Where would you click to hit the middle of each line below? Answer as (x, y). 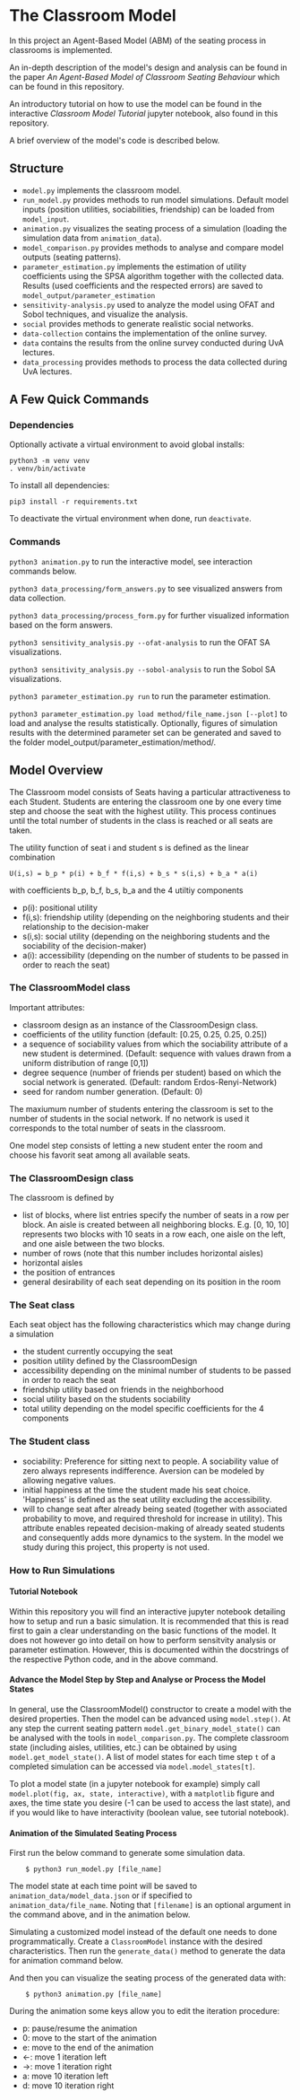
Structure (37, 168)
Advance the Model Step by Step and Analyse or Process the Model (137, 1680)
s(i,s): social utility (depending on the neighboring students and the (146, 936)
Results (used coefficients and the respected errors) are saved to (142, 285)
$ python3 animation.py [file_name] (94, 1995)
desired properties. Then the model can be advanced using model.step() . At (150, 1719)
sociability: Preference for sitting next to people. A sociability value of (150, 1461)
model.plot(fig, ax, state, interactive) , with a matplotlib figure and (142, 1794)
